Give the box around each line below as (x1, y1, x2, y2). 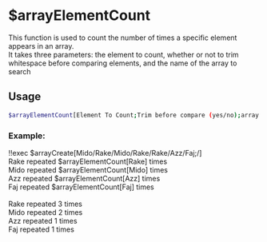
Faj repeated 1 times (8, 224, 74, 234)
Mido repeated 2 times (8, 207, 83, 217)
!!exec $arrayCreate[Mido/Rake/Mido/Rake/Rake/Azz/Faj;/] (8, 148, 202, 157)
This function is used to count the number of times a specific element (8, 33, 237, 42)
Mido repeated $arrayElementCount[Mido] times (8, 165, 168, 174)
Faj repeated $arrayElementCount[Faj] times (8, 182, 154, 192)
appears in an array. (8, 41, 74, 50)
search (8, 66, 31, 76)
